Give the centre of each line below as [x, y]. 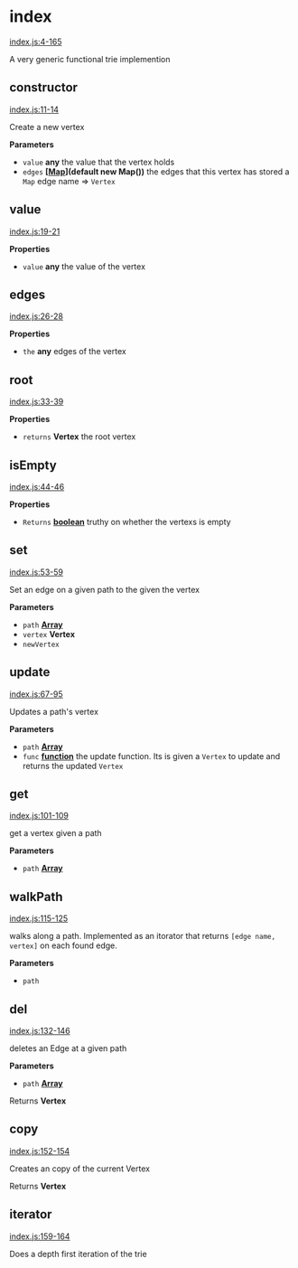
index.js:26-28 [36, 316]
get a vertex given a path [56, 833]
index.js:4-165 [36, 42]
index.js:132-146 [40, 1031]
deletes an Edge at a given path [68, 1048]
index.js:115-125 [39, 918]
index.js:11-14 [34, 109]
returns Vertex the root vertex [79, 437]
